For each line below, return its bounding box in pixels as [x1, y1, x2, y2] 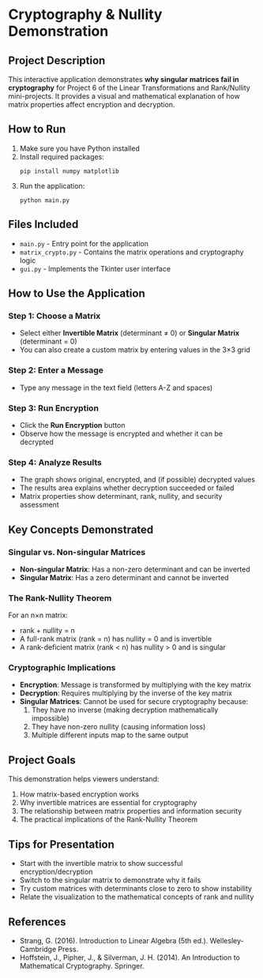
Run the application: [19, 181, 85, 190]
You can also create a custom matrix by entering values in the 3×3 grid [19, 345, 250, 354]
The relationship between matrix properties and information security [19, 807, 242, 816]
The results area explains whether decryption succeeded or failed [19, 483, 235, 493]
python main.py [19, 196, 70, 204]
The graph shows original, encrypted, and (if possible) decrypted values [19, 475, 255, 485]
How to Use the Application [8, 287, 145, 301]
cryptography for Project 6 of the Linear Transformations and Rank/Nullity [8, 83, 250, 92]
